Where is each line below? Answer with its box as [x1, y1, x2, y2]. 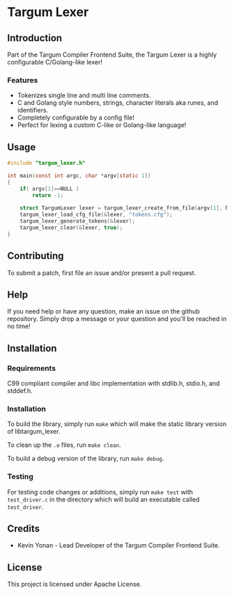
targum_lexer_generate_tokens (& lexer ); [19, 218, 136, 225]
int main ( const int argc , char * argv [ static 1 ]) [7, 172, 151, 179]
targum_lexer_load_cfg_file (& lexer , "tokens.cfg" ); [19, 211, 173, 219]
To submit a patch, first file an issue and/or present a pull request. [7, 268, 196, 277]
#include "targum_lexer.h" [7, 160, 86, 167]
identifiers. [17, 106, 49, 115]
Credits [7, 523, 40, 535]
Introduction [7, 32, 63, 44]
